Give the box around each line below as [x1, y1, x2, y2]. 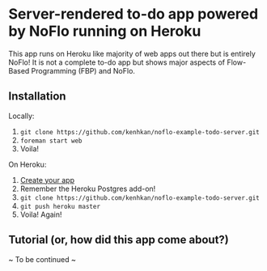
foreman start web [19, 137, 83, 145]
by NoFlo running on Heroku [8, 22, 201, 40]
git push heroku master [19, 202, 101, 210]
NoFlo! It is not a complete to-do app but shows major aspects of [8, 57, 225, 67]
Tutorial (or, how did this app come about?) [8, 233, 229, 247]
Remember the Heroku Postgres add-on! [19, 184, 156, 193]
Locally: [8, 111, 35, 121]
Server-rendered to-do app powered [8, 5, 259, 23]
